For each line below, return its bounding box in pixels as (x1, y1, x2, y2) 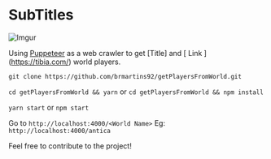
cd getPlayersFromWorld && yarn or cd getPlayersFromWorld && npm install (8, 87, 264, 97)
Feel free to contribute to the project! (8, 140, 132, 151)
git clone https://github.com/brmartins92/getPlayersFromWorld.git (8, 72, 243, 80)
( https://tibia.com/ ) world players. (8, 57, 121, 67)
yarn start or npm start (8, 102, 90, 112)
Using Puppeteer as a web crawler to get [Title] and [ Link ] (8, 48, 208, 58)
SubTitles (8, 6, 74, 24)
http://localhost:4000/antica (8, 127, 111, 135)
